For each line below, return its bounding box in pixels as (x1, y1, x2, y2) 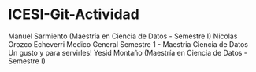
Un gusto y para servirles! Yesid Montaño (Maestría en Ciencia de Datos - (8, 48, 248, 57)
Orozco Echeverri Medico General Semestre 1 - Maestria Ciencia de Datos (8, 39, 248, 49)
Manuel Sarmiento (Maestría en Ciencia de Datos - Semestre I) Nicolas (8, 31, 238, 41)
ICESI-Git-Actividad (8, 5, 139, 23)
